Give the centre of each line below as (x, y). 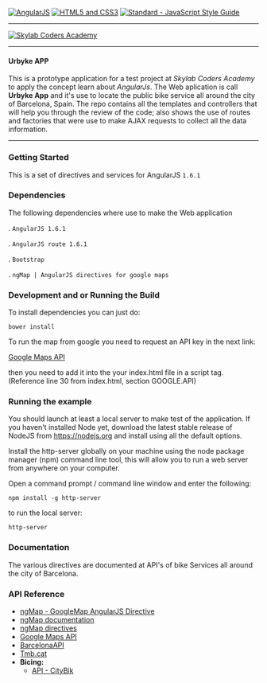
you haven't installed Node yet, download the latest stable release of (120, 427)
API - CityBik (52, 670)
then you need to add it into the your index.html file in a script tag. (116, 373)
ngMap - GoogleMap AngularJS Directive (87, 611)
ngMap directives (48, 628)
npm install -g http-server (55, 498)
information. (28, 129)
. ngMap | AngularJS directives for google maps (89, 274)
